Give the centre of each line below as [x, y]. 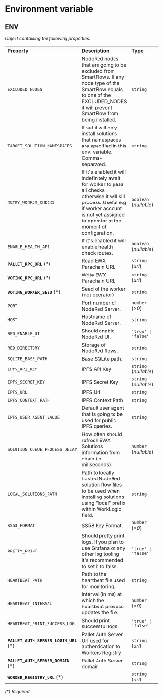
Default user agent [103, 408]
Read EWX [94, 261]
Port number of [99, 303]
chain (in [92, 459]
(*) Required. [18, 691]
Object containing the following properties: [48, 38]
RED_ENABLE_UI [24, 334]
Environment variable [49, 9]
